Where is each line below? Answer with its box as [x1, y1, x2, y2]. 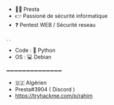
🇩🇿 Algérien [14, 79, 47, 86]
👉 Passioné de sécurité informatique [14, 13, 108, 19]
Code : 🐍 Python [14, 47, 56, 54]
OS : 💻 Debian [14, 54, 52, 60]
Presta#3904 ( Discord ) [14, 86, 75, 92]
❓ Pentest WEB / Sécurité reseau [14, 21, 96, 28]
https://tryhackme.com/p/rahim [14, 92, 93, 99]
